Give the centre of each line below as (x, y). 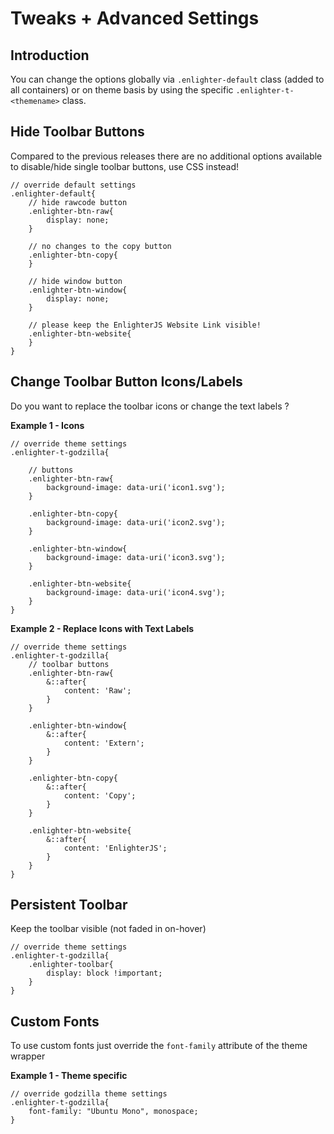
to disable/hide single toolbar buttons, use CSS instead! (125, 166)
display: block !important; (104, 973)
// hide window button (75, 281)
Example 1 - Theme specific (69, 1076)
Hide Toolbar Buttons (77, 132)
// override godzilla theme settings (89, 1094)
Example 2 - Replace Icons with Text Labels (102, 628)
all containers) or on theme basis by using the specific (122, 90)
